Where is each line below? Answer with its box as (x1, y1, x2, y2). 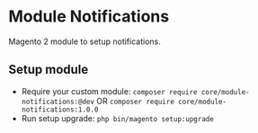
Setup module (8, 62, 89, 77)
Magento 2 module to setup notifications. (8, 36, 161, 47)
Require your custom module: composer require (21, 85, 198, 96)
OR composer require (96, 95, 174, 106)
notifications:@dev (21, 97, 95, 106)
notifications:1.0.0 (21, 105, 99, 114)
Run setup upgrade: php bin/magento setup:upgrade (21, 112, 215, 123)
